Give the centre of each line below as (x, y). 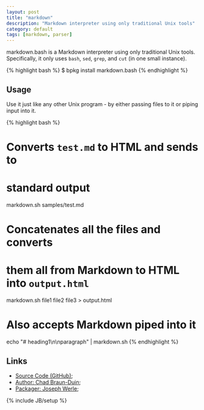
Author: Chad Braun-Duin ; (48, 382)
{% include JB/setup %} (37, 400)
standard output (48, 188)
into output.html (48, 283)
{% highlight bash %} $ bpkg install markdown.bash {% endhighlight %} (97, 70)
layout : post (23, 12)
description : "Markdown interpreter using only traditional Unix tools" (101, 23)
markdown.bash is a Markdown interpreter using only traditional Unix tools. (101, 52)
